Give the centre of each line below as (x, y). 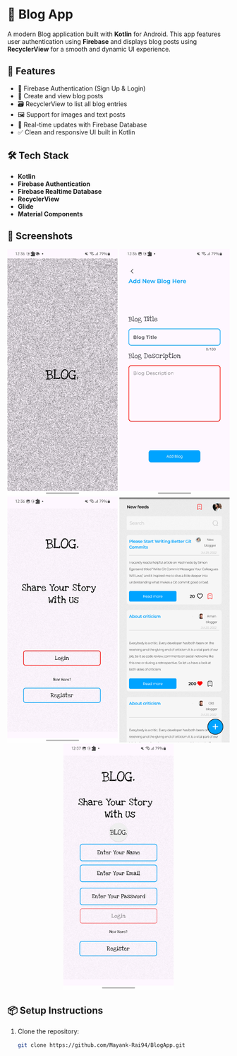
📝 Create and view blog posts (60, 95)
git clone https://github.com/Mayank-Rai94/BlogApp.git (101, 1045)
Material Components (50, 214)
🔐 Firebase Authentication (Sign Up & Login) (81, 88)
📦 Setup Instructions (55, 1011)
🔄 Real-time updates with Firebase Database (82, 124)
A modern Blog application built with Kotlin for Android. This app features (114, 34)
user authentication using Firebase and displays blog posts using (102, 41)
